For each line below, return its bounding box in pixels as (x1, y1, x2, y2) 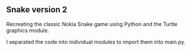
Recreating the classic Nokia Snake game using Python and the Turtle (6, 20, 178, 27)
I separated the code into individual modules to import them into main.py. (6, 38, 186, 45)
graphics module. (6, 27, 50, 34)
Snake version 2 (6, 5, 67, 15)
